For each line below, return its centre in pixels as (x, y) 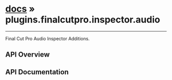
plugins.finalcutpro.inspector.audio (83, 20)
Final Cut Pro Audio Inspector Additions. (48, 38)
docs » (20, 9)
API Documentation (37, 72)
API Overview (28, 55)
